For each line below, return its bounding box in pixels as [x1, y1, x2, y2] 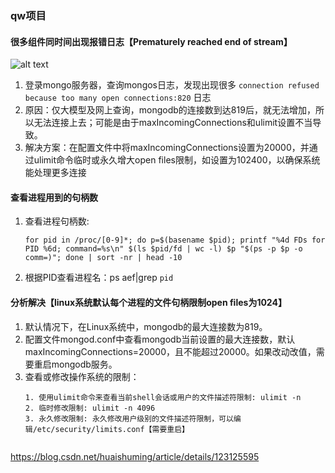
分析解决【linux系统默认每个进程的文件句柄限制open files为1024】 [10, 296, 287, 308]
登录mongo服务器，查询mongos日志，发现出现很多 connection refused [24, 79, 320, 91]
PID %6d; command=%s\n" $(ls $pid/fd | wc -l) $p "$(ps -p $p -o [24, 244, 303, 254]
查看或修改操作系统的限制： [24, 370, 140, 382]
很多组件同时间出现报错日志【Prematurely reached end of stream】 [10, 35, 293, 47]
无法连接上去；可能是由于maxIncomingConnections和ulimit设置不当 [33, 117, 313, 129]
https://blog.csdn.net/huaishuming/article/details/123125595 [10, 450, 260, 462]
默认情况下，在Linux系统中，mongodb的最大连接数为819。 [24, 320, 268, 332]
